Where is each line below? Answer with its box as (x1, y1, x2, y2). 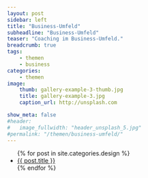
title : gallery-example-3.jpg (19, 93, 106, 100)
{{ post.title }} (16, 157, 56, 165)
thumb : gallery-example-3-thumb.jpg (19, 86, 124, 93)
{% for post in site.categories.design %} (16, 149, 130, 157)
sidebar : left (7, 16, 48, 23)
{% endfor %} (16, 164, 57, 172)
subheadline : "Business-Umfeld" (7, 29, 99, 36)
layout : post (7, 10, 44, 17)
